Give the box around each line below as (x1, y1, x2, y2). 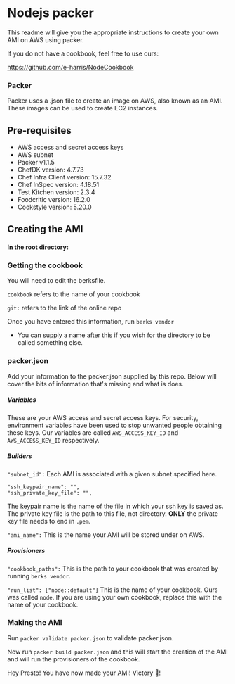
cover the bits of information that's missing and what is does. (7, 379, 184, 388)
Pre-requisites (7, 125, 72, 137)
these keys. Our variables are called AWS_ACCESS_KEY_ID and (7, 428, 179, 437)
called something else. (17, 338, 83, 347)
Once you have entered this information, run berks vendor (7, 317, 174, 326)
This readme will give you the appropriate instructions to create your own (7, 28, 219, 37)
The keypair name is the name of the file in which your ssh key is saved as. (7, 502, 224, 510)
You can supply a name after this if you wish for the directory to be (17, 331, 210, 339)
